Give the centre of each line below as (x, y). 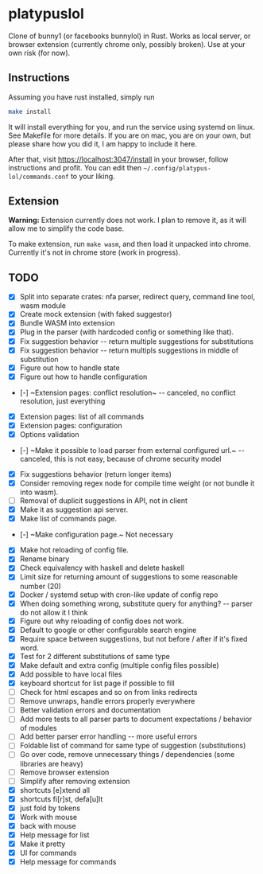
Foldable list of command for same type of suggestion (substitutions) (133, 746)
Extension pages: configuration (71, 425)
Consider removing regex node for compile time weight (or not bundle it (137, 483)
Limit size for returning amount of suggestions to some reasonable (129, 577)
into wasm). (39, 492)
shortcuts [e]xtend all (54, 790)
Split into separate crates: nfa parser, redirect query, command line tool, (137, 297)
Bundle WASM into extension (67, 323)
